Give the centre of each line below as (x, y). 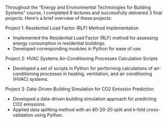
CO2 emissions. (29, 104)
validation (23, 115)
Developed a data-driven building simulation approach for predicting (85, 99)
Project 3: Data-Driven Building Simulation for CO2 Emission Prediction (79, 89)
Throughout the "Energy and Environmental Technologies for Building (78, 7)
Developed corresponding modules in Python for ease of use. (77, 49)
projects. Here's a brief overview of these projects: (59, 18)
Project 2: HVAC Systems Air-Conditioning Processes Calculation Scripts (81, 58)
